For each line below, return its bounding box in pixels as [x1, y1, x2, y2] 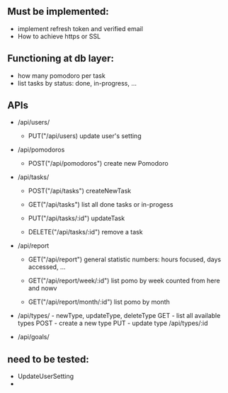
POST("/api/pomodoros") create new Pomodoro [28, 159, 169, 168]
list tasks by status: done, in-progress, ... [17, 79, 137, 87]
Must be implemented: [7, 6, 110, 18]
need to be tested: [7, 353, 90, 365]
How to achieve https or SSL [17, 32, 101, 40]
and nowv [28, 284, 57, 292]
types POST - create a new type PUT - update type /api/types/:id [17, 319, 208, 328]
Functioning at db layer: [7, 52, 115, 64]
